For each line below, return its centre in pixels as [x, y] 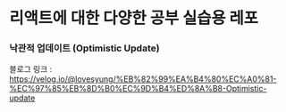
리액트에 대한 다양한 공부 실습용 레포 [134, 18]
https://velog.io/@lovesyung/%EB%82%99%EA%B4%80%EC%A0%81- [143, 79]
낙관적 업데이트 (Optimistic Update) [84, 48]
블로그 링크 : [31, 69]
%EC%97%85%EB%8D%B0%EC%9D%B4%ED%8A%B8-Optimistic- [138, 89]
